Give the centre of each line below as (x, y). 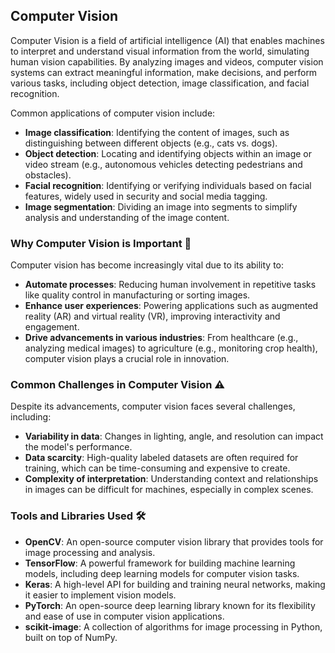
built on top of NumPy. (71, 637)
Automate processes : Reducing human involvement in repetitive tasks (170, 285)
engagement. (52, 327)
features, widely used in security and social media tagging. (146, 196)
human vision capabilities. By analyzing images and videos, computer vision (167, 61)
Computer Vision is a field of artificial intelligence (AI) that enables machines (167, 40)
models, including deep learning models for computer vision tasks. (162, 573)
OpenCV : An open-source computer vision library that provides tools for (174, 541)
